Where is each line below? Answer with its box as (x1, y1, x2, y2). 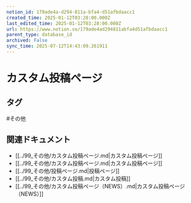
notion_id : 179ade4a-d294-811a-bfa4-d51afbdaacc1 (6, 9, 135, 15)
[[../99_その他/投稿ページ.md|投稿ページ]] (15, 167, 120, 174)
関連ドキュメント (6, 135, 71, 145)
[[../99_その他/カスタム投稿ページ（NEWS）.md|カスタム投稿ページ (15, 182, 185, 190)
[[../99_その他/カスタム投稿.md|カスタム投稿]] (15, 175, 131, 182)
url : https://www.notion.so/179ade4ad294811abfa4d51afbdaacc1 (6, 26, 168, 32)
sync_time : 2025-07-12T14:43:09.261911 (6, 43, 108, 50)
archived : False (6, 37, 48, 43)
